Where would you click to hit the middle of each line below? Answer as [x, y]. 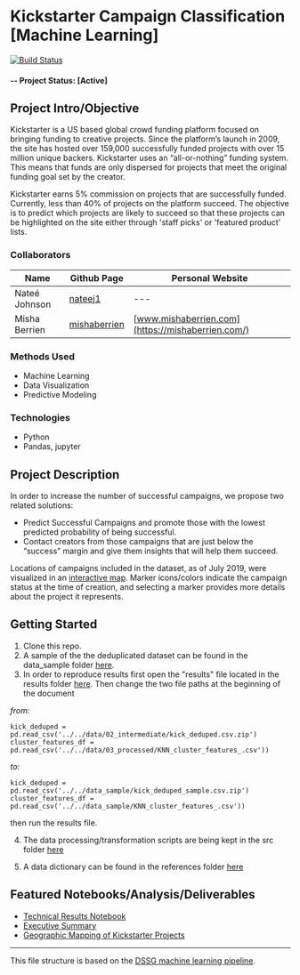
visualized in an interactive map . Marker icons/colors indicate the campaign [149, 578]
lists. [19, 232]
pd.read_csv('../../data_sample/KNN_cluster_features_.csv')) [128, 806]
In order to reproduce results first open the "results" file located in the [151, 674]
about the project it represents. [67, 597]
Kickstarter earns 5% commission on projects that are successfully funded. [149, 194]
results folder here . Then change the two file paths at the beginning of [152, 683]
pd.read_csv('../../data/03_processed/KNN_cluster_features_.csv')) [140, 750]
